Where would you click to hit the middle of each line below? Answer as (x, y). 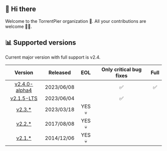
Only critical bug (121, 69)
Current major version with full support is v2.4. (53, 57)
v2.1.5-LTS (24, 98)
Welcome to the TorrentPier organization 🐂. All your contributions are (76, 21)
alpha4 (24, 90)
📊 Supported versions (41, 43)
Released (60, 73)
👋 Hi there (21, 9)
